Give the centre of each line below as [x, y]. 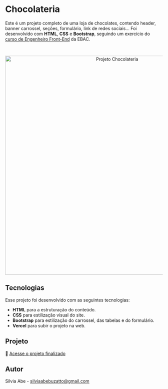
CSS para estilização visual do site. [48, 315]
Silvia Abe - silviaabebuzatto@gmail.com [47, 381]
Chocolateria [32, 9]
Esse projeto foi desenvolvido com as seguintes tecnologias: [67, 300]
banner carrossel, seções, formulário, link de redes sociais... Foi [71, 28]
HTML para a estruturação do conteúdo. [54, 309]
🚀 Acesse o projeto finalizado [35, 353]
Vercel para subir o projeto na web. [49, 325]
